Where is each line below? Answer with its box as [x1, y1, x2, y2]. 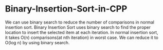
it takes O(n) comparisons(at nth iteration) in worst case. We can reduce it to [5, 35, 159, 40]
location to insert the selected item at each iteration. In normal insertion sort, [5, 29, 158, 35]
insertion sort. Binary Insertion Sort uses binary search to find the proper [5, 24, 151, 30]
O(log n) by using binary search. [5, 39, 70, 45]
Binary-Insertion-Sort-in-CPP [5, 3, 127, 14]
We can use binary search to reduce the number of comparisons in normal [5, 19, 155, 25]
